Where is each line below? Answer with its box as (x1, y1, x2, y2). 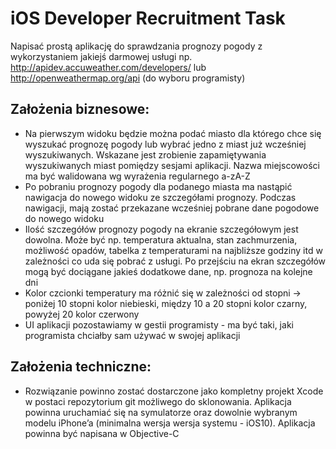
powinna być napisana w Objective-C (24, 427, 180, 439)
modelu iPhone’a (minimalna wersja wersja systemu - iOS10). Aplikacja (24, 417, 316, 429)
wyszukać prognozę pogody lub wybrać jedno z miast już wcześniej (24, 138, 307, 150)
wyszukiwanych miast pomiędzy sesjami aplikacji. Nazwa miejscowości (24, 159, 320, 171)
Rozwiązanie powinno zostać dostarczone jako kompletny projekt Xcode (24, 385, 324, 397)
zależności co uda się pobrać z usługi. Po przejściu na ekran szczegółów (24, 255, 327, 267)
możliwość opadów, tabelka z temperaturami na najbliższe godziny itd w (24, 244, 323, 256)
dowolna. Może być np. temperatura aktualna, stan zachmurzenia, (24, 233, 298, 246)
